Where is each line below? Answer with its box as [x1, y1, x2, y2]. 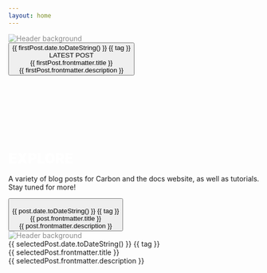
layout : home [8, 11, 52, 20]
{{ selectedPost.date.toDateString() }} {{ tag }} [8, 239, 160, 248]
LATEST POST [49, 51, 94, 60]
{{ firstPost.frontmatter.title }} [29, 58, 113, 67]
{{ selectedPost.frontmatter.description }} [8, 255, 145, 265]
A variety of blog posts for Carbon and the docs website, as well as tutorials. [8, 174, 260, 183]
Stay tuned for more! [8, 182, 77, 192]
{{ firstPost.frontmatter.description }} [19, 65, 124, 74]
